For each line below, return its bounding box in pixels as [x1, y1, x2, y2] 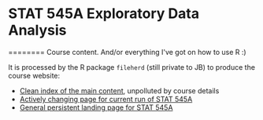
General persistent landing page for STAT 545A [19, 103, 173, 112]
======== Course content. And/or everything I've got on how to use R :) [8, 47, 246, 56]
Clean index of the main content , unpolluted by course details [19, 85, 220, 95]
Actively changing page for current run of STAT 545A [19, 94, 193, 104]
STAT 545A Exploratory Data [8, 5, 199, 23]
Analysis [8, 21, 67, 39]
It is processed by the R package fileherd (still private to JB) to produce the [8, 62, 256, 71]
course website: [8, 71, 61, 80]
